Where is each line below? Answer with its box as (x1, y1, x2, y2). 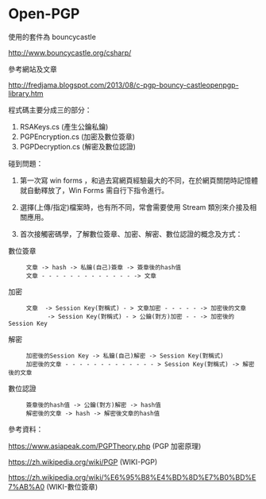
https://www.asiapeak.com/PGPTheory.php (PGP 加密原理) (8, 441, 202, 451)
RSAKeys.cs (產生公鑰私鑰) (19, 122, 109, 131)
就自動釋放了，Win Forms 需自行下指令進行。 (19, 185, 169, 195)
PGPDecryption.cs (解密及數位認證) (19, 141, 137, 151)
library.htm (8, 88, 44, 98)
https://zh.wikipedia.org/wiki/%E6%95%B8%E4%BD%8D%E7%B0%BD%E (8, 472, 256, 482)
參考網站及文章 (8, 64, 57, 74)
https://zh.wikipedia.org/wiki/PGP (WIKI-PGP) (8, 457, 158, 466)
